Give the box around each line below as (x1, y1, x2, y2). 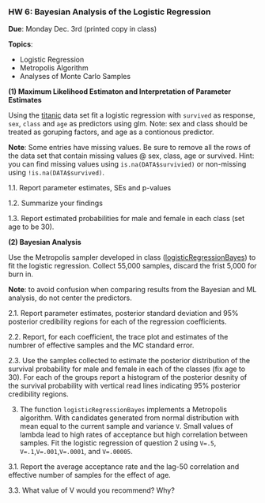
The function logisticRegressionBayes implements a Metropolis (19, 405, 228, 415)
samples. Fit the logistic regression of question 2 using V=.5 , (19, 438, 217, 448)
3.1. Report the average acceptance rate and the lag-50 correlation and (8, 462, 240, 471)
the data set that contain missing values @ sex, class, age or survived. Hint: (8, 151, 255, 160)
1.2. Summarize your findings (8, 198, 103, 208)
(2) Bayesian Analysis (8, 238, 81, 247)
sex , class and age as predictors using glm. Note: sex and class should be (8, 119, 248, 129)
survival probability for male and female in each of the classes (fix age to (8, 364, 246, 373)
